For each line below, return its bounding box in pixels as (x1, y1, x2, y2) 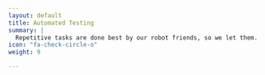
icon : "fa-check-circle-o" (8, 41, 98, 49)
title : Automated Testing (8, 19, 94, 27)
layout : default (8, 11, 62, 20)
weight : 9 (8, 48, 41, 56)
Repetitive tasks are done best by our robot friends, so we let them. (15, 33, 259, 42)
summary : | (8, 26, 45, 34)
